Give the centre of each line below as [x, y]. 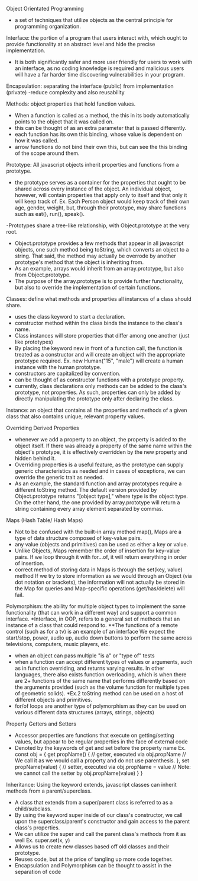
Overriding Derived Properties [43, 428]
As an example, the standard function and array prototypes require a [98, 484]
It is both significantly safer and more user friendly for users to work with [103, 62]
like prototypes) [34, 342]
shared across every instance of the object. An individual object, [93, 189]
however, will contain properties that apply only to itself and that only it [101, 195]
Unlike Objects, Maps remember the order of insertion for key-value [97, 551]
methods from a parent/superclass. [49, 791]
